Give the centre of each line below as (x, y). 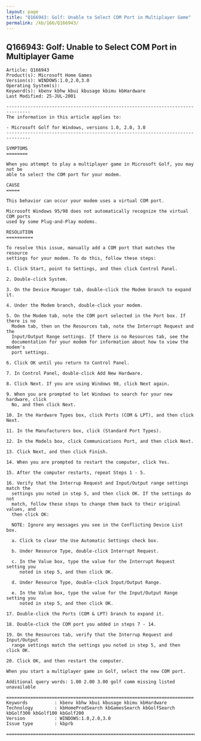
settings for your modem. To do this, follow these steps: (81, 258)
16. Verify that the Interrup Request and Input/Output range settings (97, 483)
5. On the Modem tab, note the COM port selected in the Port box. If (96, 316)
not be (14, 170)
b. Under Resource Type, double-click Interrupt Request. (86, 551)
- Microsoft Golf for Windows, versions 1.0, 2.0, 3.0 (76, 128)
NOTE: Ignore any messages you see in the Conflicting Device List (98, 525)
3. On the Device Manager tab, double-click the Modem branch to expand (99, 290)
